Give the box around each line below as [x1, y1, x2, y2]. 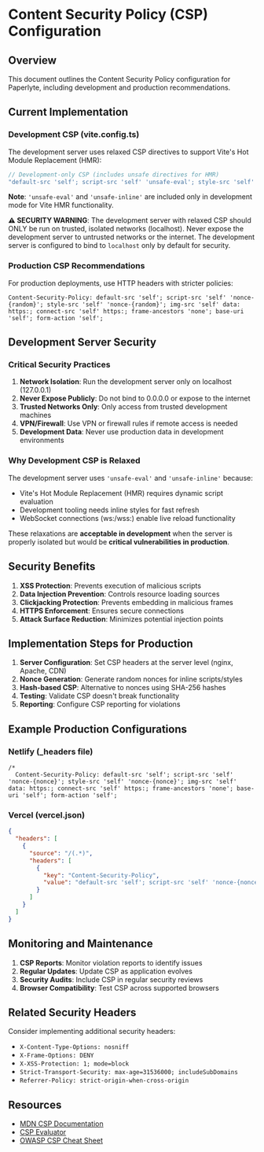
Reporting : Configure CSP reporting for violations [19, 700, 181, 709]
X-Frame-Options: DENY [19, 1052, 94, 1060]
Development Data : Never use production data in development [19, 427, 224, 437]
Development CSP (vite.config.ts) [8, 129, 140, 140]
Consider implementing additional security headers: [8, 1027, 176, 1036]
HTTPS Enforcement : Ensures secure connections [19, 606, 185, 615]
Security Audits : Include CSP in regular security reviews [19, 974, 203, 984]
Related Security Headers [8, 1006, 137, 1019]
